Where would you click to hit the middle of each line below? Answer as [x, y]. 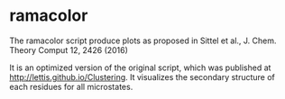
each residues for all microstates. [71, 86]
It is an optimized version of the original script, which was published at [140, 67]
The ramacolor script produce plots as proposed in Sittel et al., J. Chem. [143, 40]
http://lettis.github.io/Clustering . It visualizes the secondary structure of [142, 76]
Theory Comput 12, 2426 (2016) [69, 49]
